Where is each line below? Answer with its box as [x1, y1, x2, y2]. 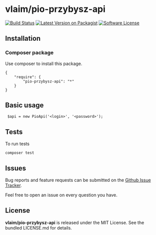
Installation [5, 34, 41, 43]
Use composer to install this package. [5, 61, 82, 67]
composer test [5, 151, 35, 156]
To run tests [5, 141, 30, 147]
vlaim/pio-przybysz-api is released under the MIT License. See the [5, 220, 145, 226]
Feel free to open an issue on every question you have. [5, 192, 118, 198]
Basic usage [5, 101, 44, 110]
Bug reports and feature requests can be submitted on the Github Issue [5, 177, 151, 183]
